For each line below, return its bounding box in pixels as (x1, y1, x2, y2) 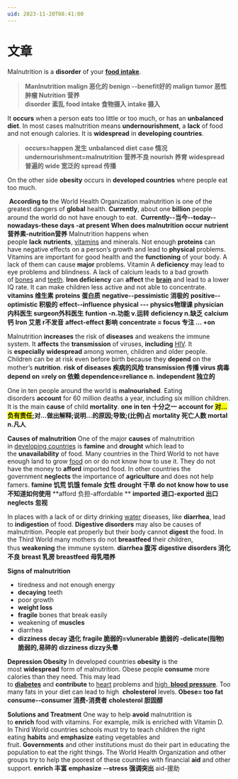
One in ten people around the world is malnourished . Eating (7, 386, 183, 394)
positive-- (190, 291, 221, 299)
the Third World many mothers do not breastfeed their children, (7, 534, 193, 544)
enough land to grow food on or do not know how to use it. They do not (7, 456, 216, 466)
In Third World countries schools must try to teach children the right (7, 725, 205, 734)
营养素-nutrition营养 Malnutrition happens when (7, 229, 149, 238)
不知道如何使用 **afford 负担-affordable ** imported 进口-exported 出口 (7, 489, 218, 498)
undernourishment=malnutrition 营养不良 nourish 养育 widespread (24, 152, 225, 161)
